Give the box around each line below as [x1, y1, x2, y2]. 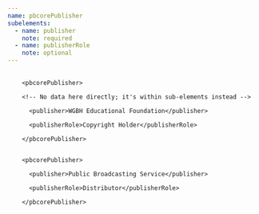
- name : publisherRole [14, 42, 90, 50]
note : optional [22, 49, 73, 57]
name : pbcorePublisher [7, 11, 83, 20]
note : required [22, 34, 73, 42]
